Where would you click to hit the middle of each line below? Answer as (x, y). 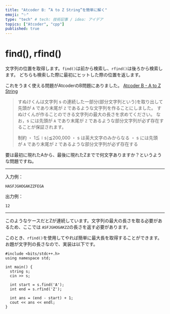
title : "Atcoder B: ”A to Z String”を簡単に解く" (56, 10)
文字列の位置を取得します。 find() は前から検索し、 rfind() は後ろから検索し (84, 68)
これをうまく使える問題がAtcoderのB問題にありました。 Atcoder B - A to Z (83, 86)
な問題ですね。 (21, 161)
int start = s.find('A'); (37, 285)
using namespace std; (28, 258)
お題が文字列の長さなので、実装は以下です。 (52, 244)
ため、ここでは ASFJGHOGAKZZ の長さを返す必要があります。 (70, 227)
